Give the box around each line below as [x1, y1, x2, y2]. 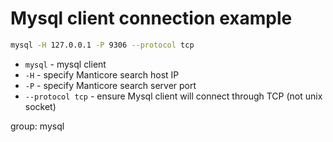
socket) [24, 100, 57, 112]
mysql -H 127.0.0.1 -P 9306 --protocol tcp [10, 40, 195, 50]
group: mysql [10, 120, 65, 132]
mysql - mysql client [24, 58, 107, 70]
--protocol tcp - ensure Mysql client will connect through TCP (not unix [24, 90, 323, 102]
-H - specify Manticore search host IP [24, 68, 180, 81]
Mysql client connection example [10, 7, 293, 30]
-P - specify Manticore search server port [24, 79, 197, 91]
